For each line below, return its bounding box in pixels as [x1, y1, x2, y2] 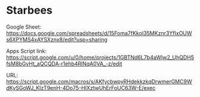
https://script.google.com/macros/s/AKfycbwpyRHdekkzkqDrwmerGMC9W [6, 78, 192, 85]
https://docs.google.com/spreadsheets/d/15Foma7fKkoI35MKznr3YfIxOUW [6, 29, 192, 36]
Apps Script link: [6, 47, 47, 54]
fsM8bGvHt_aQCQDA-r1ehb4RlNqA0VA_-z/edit [6, 60, 122, 67]
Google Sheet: [6, 23, 42, 30]
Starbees [6, 4, 53, 17]
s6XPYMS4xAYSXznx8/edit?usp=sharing [6, 36, 107, 43]
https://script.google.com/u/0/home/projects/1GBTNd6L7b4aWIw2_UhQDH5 [6, 54, 194, 61]
